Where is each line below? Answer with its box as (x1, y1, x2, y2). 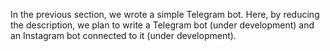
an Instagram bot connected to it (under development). (10, 30, 237, 41)
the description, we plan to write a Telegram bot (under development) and (10, 19, 315, 31)
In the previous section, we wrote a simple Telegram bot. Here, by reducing (10, 9, 320, 20)
